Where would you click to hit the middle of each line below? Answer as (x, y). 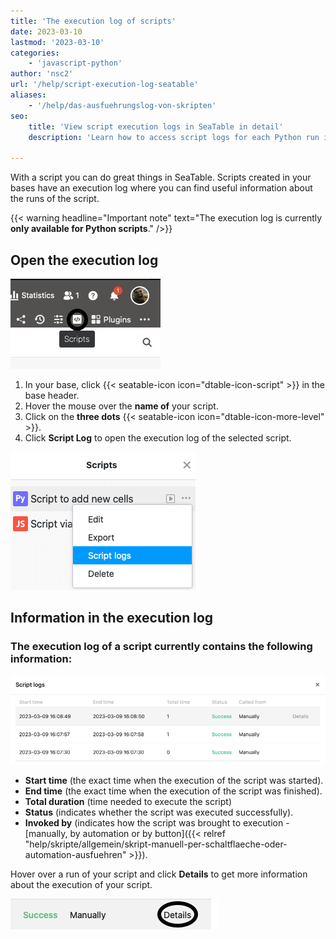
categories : (35, 53)
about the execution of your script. (81, 885)
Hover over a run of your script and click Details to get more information (159, 874)
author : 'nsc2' (42, 74)
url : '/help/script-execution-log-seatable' (104, 85)
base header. (52, 395)
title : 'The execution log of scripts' (93, 21)
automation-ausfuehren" (75, 855)
